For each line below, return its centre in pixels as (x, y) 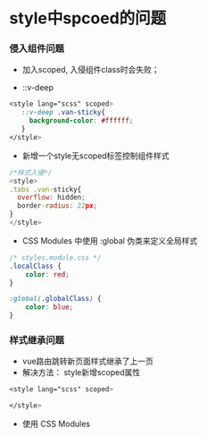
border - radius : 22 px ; (58, 206)
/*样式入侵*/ (31, 172)
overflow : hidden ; (52, 198)
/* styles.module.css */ (55, 257)
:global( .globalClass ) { (55, 299)
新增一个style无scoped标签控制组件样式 (95, 155)
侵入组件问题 (37, 48)
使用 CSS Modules (56, 424)
